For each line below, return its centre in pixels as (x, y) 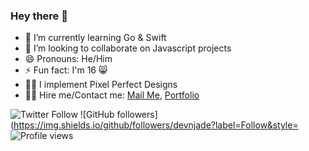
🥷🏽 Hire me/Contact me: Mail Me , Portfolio (112, 95)
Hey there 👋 (39, 16)
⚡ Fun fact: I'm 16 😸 (66, 70)
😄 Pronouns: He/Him (68, 59)
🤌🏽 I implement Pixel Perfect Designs (101, 85)
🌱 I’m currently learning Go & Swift (95, 38)
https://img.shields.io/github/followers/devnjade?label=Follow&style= (156, 125)
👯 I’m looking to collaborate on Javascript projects (128, 48)
